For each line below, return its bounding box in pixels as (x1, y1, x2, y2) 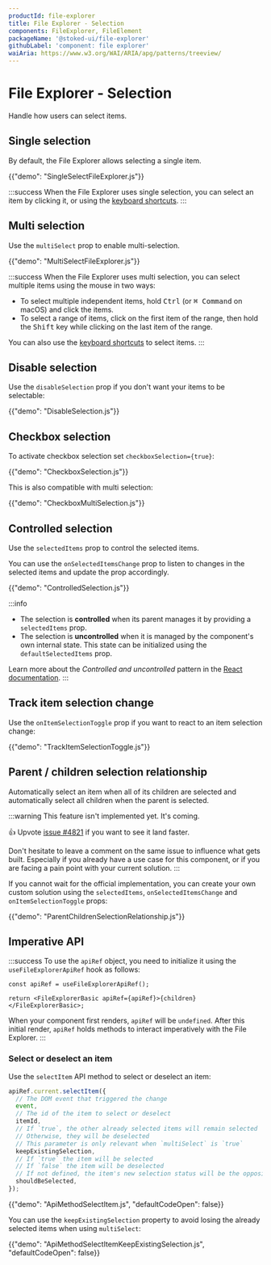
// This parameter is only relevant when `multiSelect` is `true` (15, 1140, 244, 1148)
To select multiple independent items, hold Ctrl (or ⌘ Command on (19, 296, 243, 305)
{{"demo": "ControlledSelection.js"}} (8, 583, 130, 592)
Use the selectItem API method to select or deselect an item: (8, 1071, 211, 1081)
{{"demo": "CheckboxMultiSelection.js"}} (8, 498, 145, 508)
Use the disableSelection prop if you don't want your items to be (8, 382, 226, 392)
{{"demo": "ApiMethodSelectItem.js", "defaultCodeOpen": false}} (8, 1199, 224, 1208)
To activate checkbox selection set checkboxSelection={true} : (8, 452, 215, 461)
